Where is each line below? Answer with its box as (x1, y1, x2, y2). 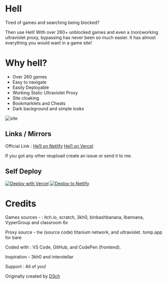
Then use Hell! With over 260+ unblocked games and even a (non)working (5, 29, 159, 35)
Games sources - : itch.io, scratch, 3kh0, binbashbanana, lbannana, (5, 214, 144, 220)
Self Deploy (5, 167, 42, 176)
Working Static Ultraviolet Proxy (12, 89, 78, 95)
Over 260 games (12, 73, 47, 80)
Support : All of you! (5, 264, 46, 270)
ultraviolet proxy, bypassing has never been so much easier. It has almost (5, 34, 156, 40)
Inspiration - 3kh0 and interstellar (5, 254, 74, 260)
